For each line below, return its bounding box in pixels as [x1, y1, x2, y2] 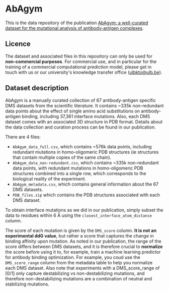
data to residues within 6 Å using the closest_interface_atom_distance [5, 212, 152, 218]
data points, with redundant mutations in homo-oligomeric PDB [12, 165, 143, 171]
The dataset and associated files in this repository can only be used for [5, 53, 152, 59]
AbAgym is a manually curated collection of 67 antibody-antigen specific [5, 97, 156, 103]
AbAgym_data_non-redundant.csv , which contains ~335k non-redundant [12, 159, 159, 165]
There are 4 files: [5, 134, 41, 140]
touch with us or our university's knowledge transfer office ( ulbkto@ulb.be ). [5, 69, 162, 75]
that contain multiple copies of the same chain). [12, 154, 112, 160]
